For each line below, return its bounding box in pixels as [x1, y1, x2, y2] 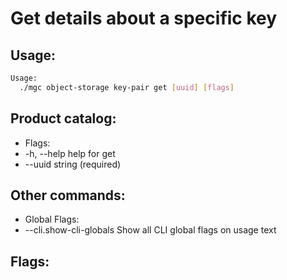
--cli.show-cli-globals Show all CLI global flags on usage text [24, 224, 277, 236]
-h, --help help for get [24, 147, 116, 159]
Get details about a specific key [10, 7, 278, 30]
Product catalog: [10, 110, 117, 127]
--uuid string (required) [24, 158, 122, 170]
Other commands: [10, 187, 126, 204]
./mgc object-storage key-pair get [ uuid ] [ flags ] [19, 82, 235, 92]
